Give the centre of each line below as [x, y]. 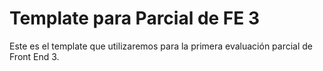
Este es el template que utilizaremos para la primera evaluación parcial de [161, 46]
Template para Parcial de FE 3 [135, 18]
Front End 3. [34, 56]
